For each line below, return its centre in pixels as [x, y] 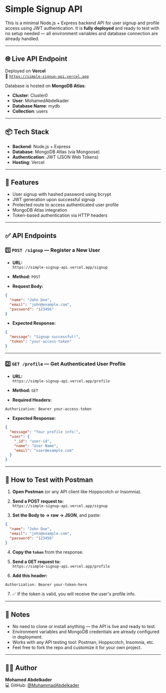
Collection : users [30, 111]
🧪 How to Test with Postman [49, 480]
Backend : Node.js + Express [41, 146]
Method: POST [26, 277]
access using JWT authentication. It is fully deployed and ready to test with [82, 28]
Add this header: [30, 576]
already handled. [22, 39]
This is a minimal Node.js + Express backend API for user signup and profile [82, 23]
